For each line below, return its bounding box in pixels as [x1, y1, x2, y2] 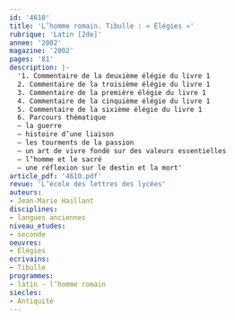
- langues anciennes [9, 212, 87, 222]
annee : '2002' [9, 38, 63, 48]
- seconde [9, 229, 47, 238]
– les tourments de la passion [17, 138, 135, 147]
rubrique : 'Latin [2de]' [9, 30, 102, 39]
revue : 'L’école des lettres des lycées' [9, 180, 167, 189]
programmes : [9, 272, 54, 281]
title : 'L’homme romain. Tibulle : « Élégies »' [9, 22, 195, 30]
